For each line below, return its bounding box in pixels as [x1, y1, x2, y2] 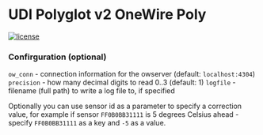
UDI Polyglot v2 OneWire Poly [8, 6, 207, 24]
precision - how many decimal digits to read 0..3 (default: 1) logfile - [8, 77, 236, 88]
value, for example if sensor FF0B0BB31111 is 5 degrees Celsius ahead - [8, 110, 239, 119]
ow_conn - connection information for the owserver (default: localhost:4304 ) [8, 69, 256, 79]
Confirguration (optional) [8, 51, 107, 62]
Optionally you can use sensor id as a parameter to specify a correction [8, 101, 242, 111]
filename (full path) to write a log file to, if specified [8, 86, 176, 96]
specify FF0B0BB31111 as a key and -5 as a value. [8, 118, 166, 128]
